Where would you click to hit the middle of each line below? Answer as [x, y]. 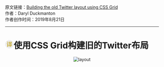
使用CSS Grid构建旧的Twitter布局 [81, 46]
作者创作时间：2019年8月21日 [35, 19]
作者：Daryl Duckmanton [30, 13]
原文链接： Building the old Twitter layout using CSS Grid [61, 7]
